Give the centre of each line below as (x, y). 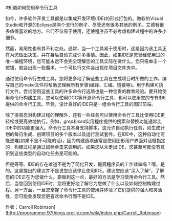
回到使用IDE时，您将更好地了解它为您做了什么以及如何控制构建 (89, 183)
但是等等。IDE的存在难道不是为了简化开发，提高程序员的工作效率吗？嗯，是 (85, 164)
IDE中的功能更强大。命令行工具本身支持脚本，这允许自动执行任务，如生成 (83, 128)
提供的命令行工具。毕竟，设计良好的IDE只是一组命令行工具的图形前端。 (81, 104)
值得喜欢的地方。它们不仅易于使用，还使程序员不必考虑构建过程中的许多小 (88, 31)
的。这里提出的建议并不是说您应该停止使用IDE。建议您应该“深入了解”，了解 (85, 171)
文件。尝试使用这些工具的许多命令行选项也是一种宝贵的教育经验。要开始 (86, 91)
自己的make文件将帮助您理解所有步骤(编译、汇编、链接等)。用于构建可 (84, 85)
